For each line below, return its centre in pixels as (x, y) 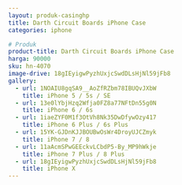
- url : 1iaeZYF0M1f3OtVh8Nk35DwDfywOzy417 (86, 118)
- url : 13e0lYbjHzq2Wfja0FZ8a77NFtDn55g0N (86, 103)
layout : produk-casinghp (49, 15)
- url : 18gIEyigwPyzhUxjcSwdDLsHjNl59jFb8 (86, 161)
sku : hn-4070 (30, 67)
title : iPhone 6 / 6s (58, 110)
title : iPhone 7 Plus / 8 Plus (74, 154)
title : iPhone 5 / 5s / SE (67, 95)
